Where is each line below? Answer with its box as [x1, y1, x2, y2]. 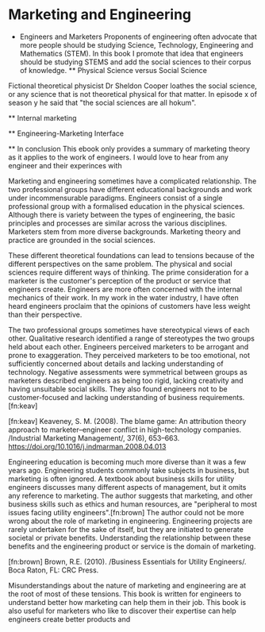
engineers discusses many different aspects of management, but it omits [8, 482, 247, 491]
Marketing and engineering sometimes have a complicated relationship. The [8, 176, 257, 186]
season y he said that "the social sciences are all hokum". [8, 98, 197, 107]
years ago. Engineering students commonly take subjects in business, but [8, 465, 250, 475]
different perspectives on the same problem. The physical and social [8, 259, 232, 268]
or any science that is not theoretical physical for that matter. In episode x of [8, 89, 258, 98]
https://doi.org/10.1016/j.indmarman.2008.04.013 [8, 441, 167, 451]
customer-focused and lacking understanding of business [8, 392, 198, 402]
